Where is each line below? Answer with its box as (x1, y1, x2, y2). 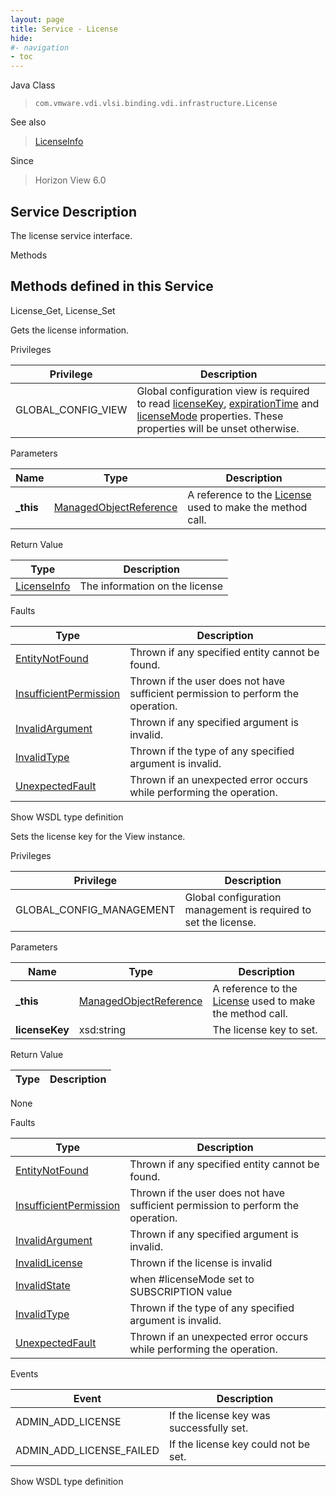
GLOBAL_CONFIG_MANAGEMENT (15, 902, 176, 916)
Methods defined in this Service (10, 278, 214, 295)
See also (10, 116, 47, 128)
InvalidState (15, 1278, 71, 1292)
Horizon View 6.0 (34, 174, 107, 186)
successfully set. (168, 1421, 249, 1435)
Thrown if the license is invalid (129, 1256, 273, 1270)
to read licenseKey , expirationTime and (136, 396, 320, 410)
